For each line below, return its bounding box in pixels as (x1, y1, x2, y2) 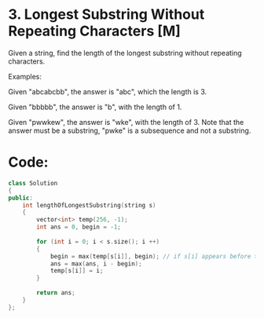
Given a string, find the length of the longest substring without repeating (8, 48, 242, 57)
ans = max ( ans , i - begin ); (49, 259, 143, 268)
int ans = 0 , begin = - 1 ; (36, 223, 122, 231)
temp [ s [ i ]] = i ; (49, 267, 104, 275)
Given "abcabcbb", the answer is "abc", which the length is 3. (8, 86, 207, 96)
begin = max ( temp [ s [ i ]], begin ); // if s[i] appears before (49, 252, 251, 260)
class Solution (8, 179, 58, 187)
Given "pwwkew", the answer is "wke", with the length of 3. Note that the (8, 117, 244, 126)
